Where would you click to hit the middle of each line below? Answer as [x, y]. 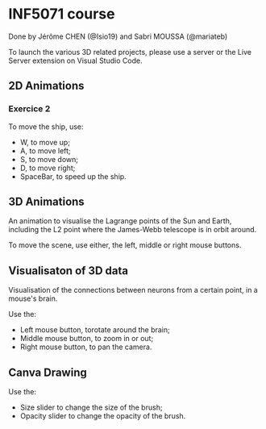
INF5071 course [62, 14]
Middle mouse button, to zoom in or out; [87, 339]
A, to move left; [45, 151]
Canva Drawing [48, 372]
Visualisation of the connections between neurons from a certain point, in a [133, 290]
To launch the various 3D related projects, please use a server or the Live [130, 52]
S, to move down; [49, 159]
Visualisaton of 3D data [69, 271]
